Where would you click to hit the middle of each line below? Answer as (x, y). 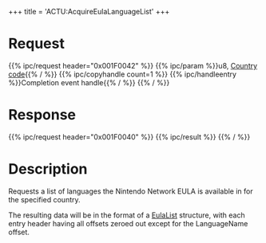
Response (42, 115)
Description (48, 169)
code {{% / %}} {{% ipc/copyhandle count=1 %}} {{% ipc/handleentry (123, 74)
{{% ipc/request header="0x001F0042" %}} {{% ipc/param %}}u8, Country (133, 65)
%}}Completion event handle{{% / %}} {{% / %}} (89, 82)
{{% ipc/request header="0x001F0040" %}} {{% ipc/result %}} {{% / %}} (129, 137)
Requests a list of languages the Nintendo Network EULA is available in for (131, 191)
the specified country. (45, 199)
